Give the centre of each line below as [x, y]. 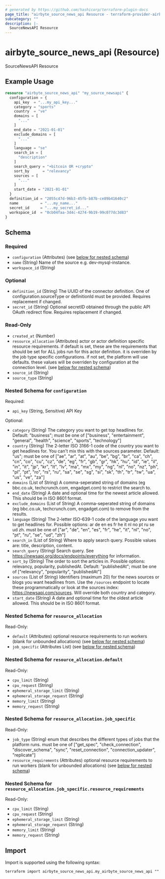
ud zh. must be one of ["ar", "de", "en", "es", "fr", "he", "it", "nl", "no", [82, 529]
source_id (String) [30, 372]
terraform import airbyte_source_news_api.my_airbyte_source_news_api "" [82, 871]
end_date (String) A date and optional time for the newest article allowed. [86, 493]
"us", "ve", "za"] [28, 477]
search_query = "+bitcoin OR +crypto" [54, 166]
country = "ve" [31, 112]
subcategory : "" [22, 19]
